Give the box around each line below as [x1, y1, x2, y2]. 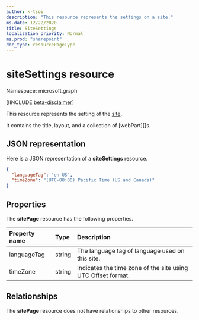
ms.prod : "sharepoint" [6, 36, 62, 42]
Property [9, 229, 35, 237]
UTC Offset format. [76, 271, 130, 280]
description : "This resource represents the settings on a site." [6, 14, 174, 20]
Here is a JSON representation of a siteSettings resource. [6, 155, 148, 162]
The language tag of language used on [76, 246, 185, 255]
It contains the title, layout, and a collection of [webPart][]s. [6, 121, 151, 128]
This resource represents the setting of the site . [6, 110, 123, 117]
